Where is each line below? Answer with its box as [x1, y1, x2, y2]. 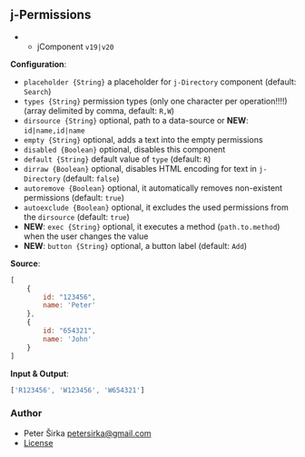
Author [10, 407, 43, 420]
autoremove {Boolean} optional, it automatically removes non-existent [23, 182, 283, 194]
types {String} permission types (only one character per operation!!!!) [23, 95, 289, 106]
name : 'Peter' [43, 301, 96, 310]
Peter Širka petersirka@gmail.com [23, 427, 152, 439]
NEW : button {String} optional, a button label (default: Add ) [23, 240, 248, 251]
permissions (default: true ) [23, 192, 125, 203]
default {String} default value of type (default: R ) [23, 154, 212, 164]
